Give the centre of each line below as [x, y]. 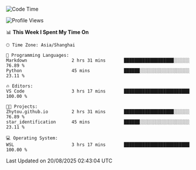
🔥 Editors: [20, 86]
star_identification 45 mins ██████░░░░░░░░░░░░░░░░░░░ [98, 122]
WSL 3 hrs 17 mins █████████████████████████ [98, 145]
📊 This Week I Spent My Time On [47, 32]
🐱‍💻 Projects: [22, 107]
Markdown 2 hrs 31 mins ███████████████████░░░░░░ [98, 60]
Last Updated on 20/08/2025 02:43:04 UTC [59, 161]
